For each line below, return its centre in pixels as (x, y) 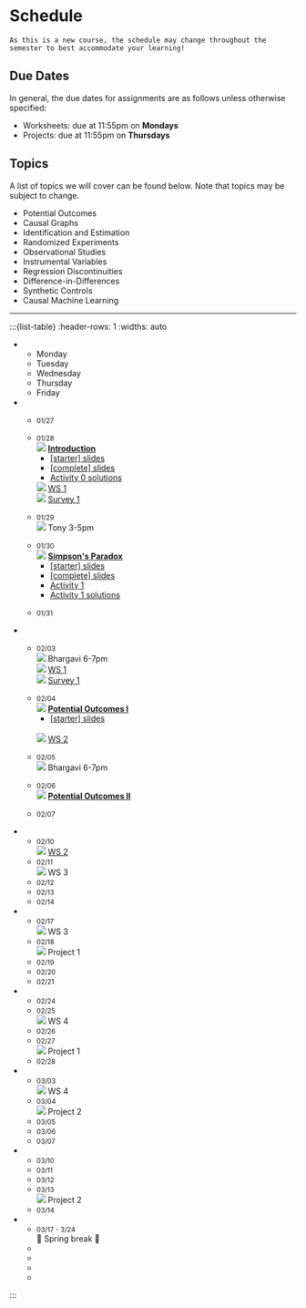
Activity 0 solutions (86, 477)
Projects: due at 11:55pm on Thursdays (96, 135)
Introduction (72, 448)
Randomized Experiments (71, 242)
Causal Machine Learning (71, 300)
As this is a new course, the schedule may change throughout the (138, 40)
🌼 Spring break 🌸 (68, 1238)
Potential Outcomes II (89, 796)
